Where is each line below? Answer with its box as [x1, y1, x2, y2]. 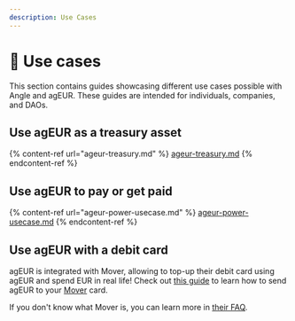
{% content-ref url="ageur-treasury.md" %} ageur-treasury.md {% [9, 148, 253, 160]
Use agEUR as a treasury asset [9, 125, 182, 140]
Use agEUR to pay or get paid [9, 184, 173, 199]
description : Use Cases [9, 12, 97, 22]
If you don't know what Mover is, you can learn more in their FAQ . [9, 302, 248, 312]
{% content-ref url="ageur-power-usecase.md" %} [9, 207, 197, 218]
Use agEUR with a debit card [9, 242, 168, 257]
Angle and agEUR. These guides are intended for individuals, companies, [9, 90, 276, 100]
